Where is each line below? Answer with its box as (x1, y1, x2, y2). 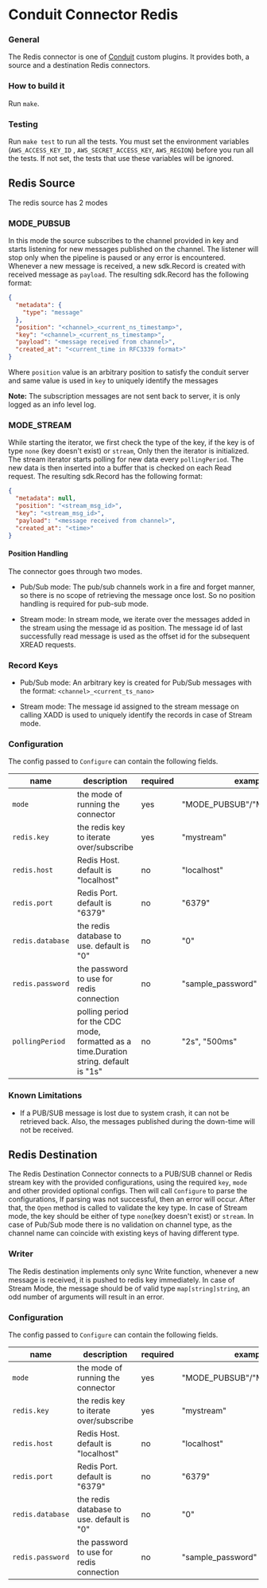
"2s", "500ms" (181, 1036, 238, 1048)
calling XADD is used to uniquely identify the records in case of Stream (19, 709, 253, 719)
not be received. (19, 1125, 74, 1134)
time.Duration (76, 1046, 128, 1057)
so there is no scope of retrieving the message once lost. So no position (19, 590, 256, 599)
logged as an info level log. (8, 400, 97, 410)
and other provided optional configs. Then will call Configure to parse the (8, 1186, 248, 1196)
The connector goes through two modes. (8, 566, 143, 576)
